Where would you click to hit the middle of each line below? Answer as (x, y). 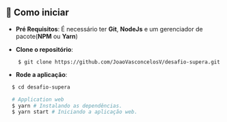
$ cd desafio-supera (41, 87)
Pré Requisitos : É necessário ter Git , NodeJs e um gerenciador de (109, 29)
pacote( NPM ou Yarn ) (47, 36)
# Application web (38, 100)
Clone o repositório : (44, 49)
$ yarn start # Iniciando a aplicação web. (75, 112)
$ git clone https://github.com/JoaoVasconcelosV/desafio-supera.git (119, 62)
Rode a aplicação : (41, 74)
